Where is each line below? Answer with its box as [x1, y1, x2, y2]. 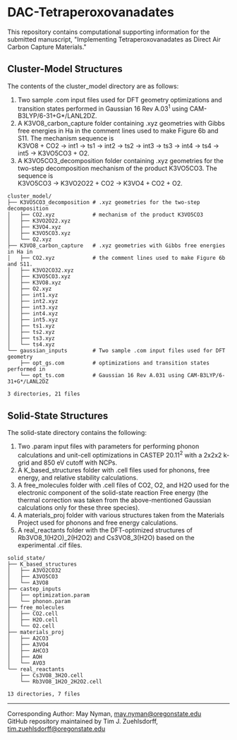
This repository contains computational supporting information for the [7, 28, 210, 36]
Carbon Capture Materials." [7, 42, 87, 51]
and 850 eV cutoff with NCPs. [30, 458, 118, 467]
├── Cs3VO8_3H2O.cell [20, 672, 83, 679]
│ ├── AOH [7, 653, 42, 660]
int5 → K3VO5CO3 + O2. [17, 149, 90, 157]
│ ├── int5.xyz [7, 316, 59, 323]
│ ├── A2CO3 [7, 635, 49, 642]
